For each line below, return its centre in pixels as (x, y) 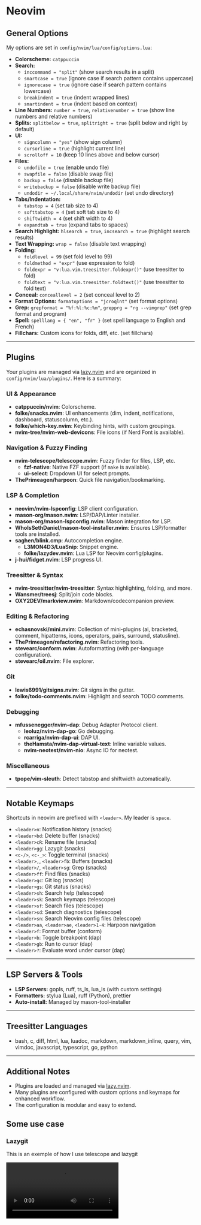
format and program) (41, 314)
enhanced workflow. (40, 1099)
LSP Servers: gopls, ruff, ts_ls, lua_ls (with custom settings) (88, 989)
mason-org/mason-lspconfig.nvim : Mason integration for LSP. (93, 521)
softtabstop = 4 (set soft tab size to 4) (72, 212)
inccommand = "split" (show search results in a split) (89, 72)
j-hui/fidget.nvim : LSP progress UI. (59, 559)
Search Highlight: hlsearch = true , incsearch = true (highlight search (102, 231)
